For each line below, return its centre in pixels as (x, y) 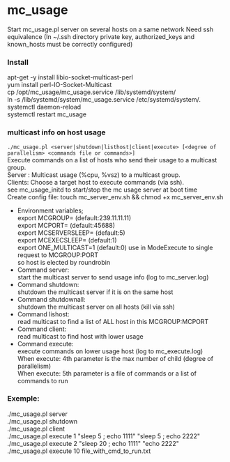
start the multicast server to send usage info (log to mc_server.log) (113, 277)
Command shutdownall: (51, 299)
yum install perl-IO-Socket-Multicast (60, 85)
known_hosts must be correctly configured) (70, 44)
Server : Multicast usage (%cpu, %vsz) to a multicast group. (94, 175)
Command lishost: (43, 314)
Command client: (42, 329)
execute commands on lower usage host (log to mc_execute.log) (110, 351)
